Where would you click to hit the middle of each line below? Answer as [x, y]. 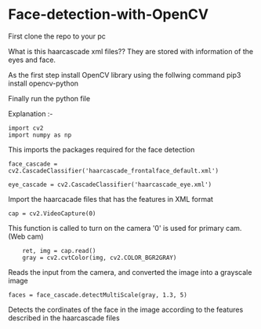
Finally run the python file [49, 98]
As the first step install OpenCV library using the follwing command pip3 [125, 75]
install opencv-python [43, 83]
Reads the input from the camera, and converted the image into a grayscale [130, 272]
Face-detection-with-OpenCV [109, 15]
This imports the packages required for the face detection [101, 149]
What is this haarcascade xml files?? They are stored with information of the [130, 51]
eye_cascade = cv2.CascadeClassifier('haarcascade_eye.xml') [110, 185]
